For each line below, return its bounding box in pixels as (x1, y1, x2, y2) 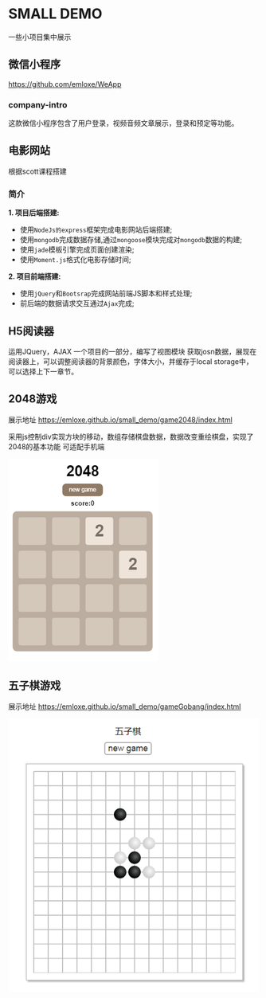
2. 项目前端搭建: (8, 272, 61, 281)
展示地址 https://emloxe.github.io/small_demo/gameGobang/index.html (8, 702, 241, 711)
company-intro (8, 99, 68, 110)
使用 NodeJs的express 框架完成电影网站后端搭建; (19, 225, 173, 235)
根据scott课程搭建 (8, 166, 67, 176)
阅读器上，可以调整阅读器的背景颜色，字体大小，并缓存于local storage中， (8, 356, 253, 366)
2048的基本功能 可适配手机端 (8, 441, 105, 451)
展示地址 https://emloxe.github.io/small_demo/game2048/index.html (8, 415, 233, 425)
